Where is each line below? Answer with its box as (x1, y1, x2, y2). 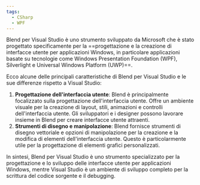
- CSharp (11, 14, 34, 20)
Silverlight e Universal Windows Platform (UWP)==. (6, 61, 133, 69)
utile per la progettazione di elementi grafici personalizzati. (14, 141, 160, 149)
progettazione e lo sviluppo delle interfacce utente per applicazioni (6, 159, 172, 167)
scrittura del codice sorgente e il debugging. (6, 172, 116, 180)
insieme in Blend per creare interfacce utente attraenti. (14, 116, 150, 124)
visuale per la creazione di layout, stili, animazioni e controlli (14, 104, 163, 111)
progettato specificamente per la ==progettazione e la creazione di (6, 42, 172, 50)
